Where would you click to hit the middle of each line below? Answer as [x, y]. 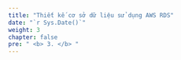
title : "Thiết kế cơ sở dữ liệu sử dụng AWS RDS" [91, 15]
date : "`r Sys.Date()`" [47, 23]
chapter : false [33, 37]
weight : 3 [24, 30]
